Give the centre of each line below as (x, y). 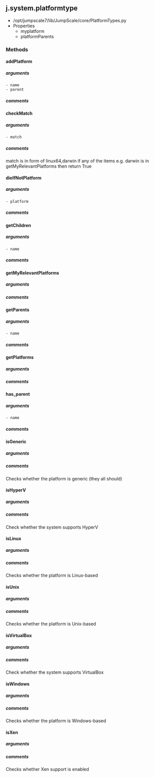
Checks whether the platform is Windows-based (56, 721)
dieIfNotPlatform (24, 178)
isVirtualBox (19, 635)
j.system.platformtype (42, 8)
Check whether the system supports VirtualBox (55, 672)
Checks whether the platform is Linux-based (52, 576)
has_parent (18, 394)
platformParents (37, 36)
